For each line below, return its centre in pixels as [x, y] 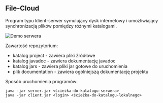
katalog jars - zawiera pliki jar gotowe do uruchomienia [70, 66]
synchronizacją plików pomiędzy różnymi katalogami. [61, 26]
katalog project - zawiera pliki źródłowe [54, 55]
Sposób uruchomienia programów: [41, 81]
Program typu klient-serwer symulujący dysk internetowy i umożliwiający [82, 20]
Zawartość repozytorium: [32, 46]
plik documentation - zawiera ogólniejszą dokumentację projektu [80, 72]
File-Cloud [22, 8]
